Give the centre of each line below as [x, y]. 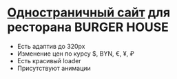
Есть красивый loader [49, 60]
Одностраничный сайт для [89, 13]
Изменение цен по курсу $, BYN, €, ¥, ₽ [75, 54]
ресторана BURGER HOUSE [88, 27]
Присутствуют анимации [54, 68]
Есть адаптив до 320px [51, 46]
